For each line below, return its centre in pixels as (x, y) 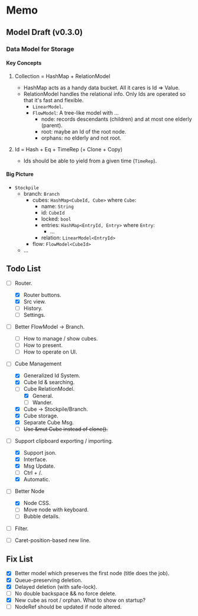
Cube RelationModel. (49, 389)
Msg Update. (39, 466)
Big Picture (20, 174)
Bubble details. (42, 516)
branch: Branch (42, 193)
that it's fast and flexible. (53, 100)
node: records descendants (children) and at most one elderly (116, 119)
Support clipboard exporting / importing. (64, 440)
